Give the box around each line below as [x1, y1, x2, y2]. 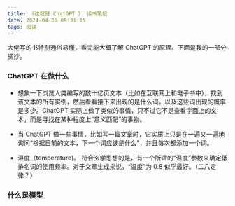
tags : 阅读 [7, 23, 37, 30]
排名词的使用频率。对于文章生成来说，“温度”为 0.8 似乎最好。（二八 [17, 162, 211, 170]
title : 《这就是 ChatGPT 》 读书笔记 [7, 10, 108, 18]
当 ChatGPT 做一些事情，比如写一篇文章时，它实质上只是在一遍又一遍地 [17, 130, 225, 138]
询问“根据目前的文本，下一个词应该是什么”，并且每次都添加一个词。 [17, 138, 213, 147]
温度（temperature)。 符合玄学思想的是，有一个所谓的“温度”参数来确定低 [17, 153, 228, 162]
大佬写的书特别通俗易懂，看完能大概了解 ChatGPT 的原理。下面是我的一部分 [7, 43, 227, 52]
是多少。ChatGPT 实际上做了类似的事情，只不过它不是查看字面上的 [17, 106, 211, 114]
